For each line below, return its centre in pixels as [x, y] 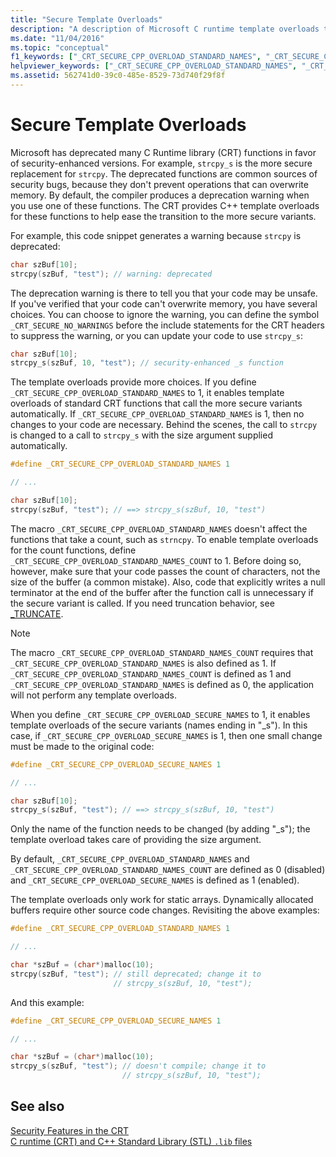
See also [37, 1106]
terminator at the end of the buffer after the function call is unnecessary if [162, 592]
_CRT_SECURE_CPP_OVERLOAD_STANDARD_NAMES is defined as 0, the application [162, 684]
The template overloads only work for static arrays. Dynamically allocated [162, 900]
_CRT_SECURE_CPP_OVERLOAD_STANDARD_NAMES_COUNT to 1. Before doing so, [156, 560]
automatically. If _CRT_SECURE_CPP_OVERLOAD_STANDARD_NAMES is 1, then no [157, 414]
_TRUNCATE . [37, 613]
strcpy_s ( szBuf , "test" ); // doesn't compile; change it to [138, 1066]
